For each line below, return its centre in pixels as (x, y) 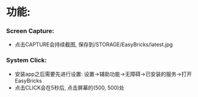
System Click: (27, 60)
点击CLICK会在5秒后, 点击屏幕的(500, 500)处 (69, 88)
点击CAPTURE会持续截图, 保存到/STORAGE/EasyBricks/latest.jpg (94, 44)
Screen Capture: (30, 31)
